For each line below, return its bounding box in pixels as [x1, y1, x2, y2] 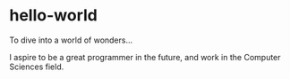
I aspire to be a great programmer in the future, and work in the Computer [9, 51, 281, 62]
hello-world [9, 5, 98, 26]
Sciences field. [9, 61, 64, 72]
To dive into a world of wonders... [9, 35, 133, 45]
